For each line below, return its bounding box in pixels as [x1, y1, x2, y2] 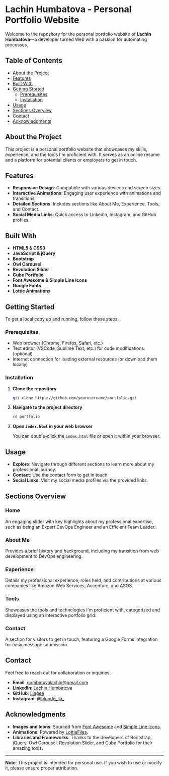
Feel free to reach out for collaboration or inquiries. [5, 669, 111, 676]
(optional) [12, 351, 33, 357]
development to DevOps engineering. [5, 553, 83, 559]
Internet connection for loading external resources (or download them [12, 356, 157, 362]
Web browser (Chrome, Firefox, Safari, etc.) [12, 340, 103, 346]
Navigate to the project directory [12, 404, 82, 410]
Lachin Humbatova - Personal [5, 4, 132, 15]
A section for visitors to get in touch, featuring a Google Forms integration [5, 636, 158, 642]
